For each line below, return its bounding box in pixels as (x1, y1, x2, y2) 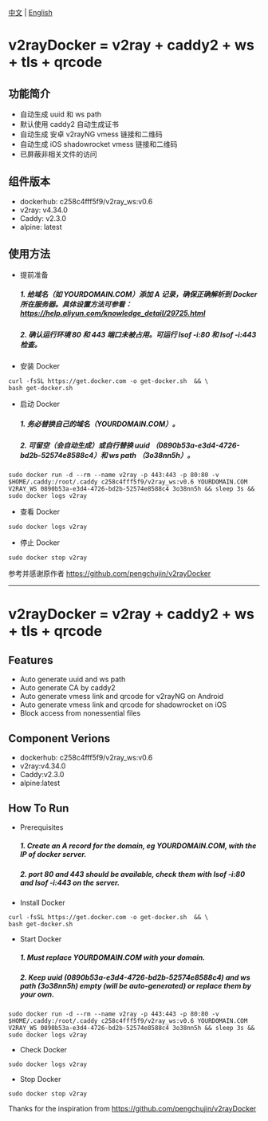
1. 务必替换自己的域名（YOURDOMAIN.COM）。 (19, 419, 179, 428)
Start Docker (19, 934, 62, 944)
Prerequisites (19, 822, 64, 832)
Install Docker (19, 898, 65, 908)
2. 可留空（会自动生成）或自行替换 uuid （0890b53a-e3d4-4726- (19, 440, 241, 450)
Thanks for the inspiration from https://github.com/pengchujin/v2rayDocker (8, 1103, 257, 1113)
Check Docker (19, 1044, 68, 1054)
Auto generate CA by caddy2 (19, 683, 116, 693)
